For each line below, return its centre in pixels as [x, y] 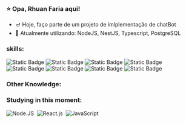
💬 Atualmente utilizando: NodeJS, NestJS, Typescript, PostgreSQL [98, 33]
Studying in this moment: [44, 100]
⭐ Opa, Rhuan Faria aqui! [43, 8]
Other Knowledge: [34, 84]
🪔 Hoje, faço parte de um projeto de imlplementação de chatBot [96, 25]
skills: [15, 49]
